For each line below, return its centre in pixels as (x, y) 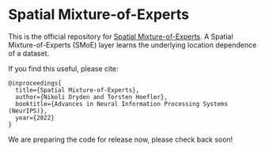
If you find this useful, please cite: (63, 68)
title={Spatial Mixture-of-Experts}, (78, 90)
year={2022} (35, 118)
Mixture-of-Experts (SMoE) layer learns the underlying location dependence (132, 44)
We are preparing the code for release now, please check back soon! (121, 139)
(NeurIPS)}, (28, 111)
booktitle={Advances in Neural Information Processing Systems (121, 104)
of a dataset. (29, 53)
